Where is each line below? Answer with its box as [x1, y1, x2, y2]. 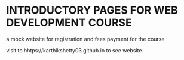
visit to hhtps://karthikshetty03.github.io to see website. [6, 46, 144, 54]
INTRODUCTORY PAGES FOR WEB [6, 4, 178, 17]
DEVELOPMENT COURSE [6, 16, 133, 29]
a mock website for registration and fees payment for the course [6, 35, 165, 42]
